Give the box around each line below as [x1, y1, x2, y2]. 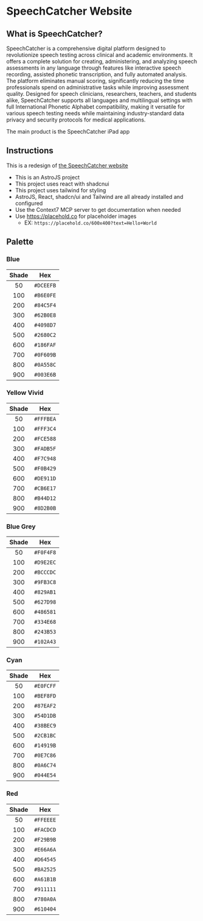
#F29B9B [34, 836, 57, 843]
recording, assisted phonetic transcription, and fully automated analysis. [6, 71, 187, 78]
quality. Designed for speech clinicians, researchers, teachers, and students [6, 90, 197, 97]
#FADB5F [34, 445, 57, 452]
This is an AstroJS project [15, 173, 80, 181]
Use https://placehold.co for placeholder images [15, 212, 137, 220]
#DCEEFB [34, 282, 57, 289]
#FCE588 [34, 435, 57, 442]
